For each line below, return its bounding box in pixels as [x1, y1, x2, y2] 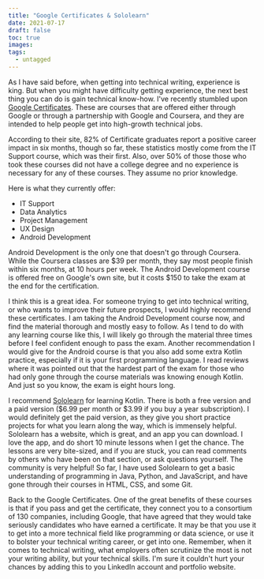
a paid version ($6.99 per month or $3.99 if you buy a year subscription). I [8, 404, 250, 413]
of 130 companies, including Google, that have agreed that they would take [8, 511, 252, 521]
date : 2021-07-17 [8, 19, 65, 27]
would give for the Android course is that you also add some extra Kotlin [8, 347, 243, 356]
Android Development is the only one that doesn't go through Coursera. [8, 247, 241, 257]
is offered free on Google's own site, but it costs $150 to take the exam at [8, 273, 246, 282]
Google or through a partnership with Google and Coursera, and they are [8, 111, 244, 120]
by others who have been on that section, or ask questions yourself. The [8, 454, 244, 464]
